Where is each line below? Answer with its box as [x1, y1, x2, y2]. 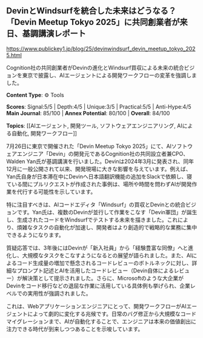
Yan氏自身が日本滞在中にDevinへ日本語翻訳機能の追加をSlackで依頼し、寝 [6, 172, 193, 180]
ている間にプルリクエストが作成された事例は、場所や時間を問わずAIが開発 [6, 180, 192, 188]
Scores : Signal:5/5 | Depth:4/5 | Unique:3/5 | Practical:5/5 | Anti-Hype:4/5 [6, 103, 192, 110]
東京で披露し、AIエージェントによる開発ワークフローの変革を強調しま [22, 72, 197, 79]
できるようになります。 [6, 231, 65, 238]
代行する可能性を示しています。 [16, 188, 96, 195]
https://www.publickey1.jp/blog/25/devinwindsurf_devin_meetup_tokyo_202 [6, 45, 196, 52]
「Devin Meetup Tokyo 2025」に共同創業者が [6, 17, 180, 27]
